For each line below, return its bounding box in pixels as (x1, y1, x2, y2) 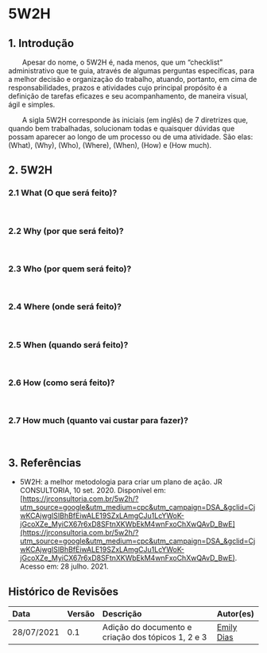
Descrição (102, 608, 142, 620)
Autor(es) (216, 608, 254, 620)
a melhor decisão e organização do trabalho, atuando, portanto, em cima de (8, 75, 257, 84)
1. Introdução (8, 37, 74, 50)
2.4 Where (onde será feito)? (8, 301, 122, 313)
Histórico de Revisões (8, 585, 119, 598)
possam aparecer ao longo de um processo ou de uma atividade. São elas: (8, 132, 253, 142)
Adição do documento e (102, 622, 192, 633)
